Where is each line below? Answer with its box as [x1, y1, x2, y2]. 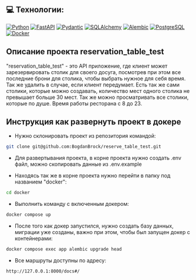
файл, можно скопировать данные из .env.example [14, 161, 142, 168]
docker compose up [6, 212, 51, 218]
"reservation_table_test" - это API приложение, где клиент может [6, 62, 168, 69]
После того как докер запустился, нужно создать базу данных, [14, 222, 174, 229]
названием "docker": [14, 178, 67, 185]
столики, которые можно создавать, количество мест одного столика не [6, 87, 190, 94]
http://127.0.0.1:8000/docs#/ [6, 268, 80, 274]
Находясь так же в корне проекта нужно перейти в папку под [14, 172, 171, 179]
